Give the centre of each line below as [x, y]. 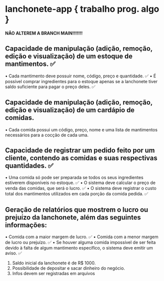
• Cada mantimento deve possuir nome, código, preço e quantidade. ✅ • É [81, 76]
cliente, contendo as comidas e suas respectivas [81, 158]
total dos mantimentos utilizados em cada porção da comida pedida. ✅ [77, 194]
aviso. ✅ [14, 253]
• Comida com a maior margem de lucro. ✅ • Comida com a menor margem [82, 237]
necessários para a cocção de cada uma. [47, 135]
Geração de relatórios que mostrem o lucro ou [77, 209]
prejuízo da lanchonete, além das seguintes [73, 217]
